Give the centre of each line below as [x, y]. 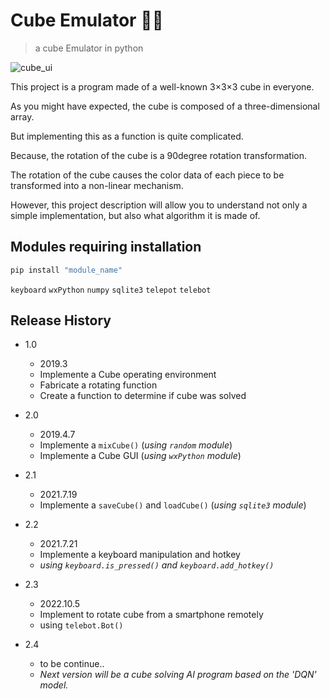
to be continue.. [72, 664]
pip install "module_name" [66, 270]
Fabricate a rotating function [98, 385]
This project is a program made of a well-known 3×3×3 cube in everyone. [162, 86]
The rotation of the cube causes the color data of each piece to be [147, 175]
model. [54, 685]
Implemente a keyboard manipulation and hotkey [140, 555]
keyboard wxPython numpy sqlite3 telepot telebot [111, 290]
